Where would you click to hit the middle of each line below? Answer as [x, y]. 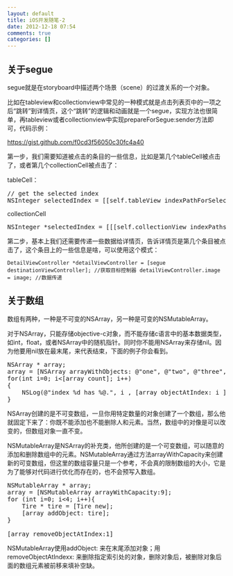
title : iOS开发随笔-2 [36, 20]
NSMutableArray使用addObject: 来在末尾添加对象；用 [84, 548]
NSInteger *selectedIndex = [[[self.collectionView [97, 227]
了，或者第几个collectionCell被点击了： [63, 165]
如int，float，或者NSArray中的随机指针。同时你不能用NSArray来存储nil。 [111, 342]
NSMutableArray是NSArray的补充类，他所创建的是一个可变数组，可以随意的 [116, 445]
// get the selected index [53, 193]
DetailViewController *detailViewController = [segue [87, 263]
